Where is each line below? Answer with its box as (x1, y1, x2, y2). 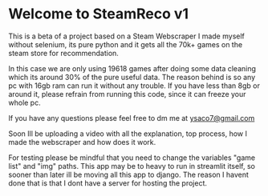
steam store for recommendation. (8, 48, 119, 58)
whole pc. (8, 98, 42, 107)
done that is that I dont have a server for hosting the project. (8, 178, 207, 188)
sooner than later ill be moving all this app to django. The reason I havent (8, 170, 249, 179)
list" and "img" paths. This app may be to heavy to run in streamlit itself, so (8, 161, 255, 170)
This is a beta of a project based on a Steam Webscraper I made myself (8, 31, 245, 41)
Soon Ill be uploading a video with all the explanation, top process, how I (8, 129, 247, 138)
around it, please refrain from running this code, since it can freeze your (8, 89, 246, 98)
